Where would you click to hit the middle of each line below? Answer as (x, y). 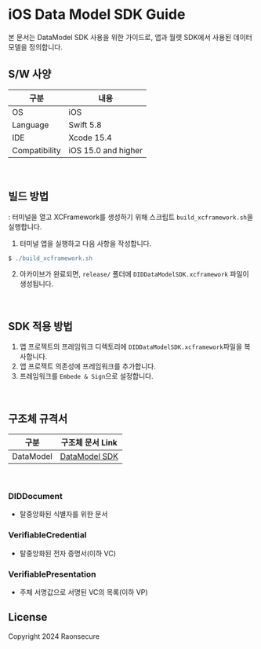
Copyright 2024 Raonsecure (54, 636)
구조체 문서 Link (89, 443)
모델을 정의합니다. (36, 47)
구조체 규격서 (38, 418)
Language (31, 125)
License (28, 617)
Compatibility (36, 150)
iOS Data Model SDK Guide (97, 15)
